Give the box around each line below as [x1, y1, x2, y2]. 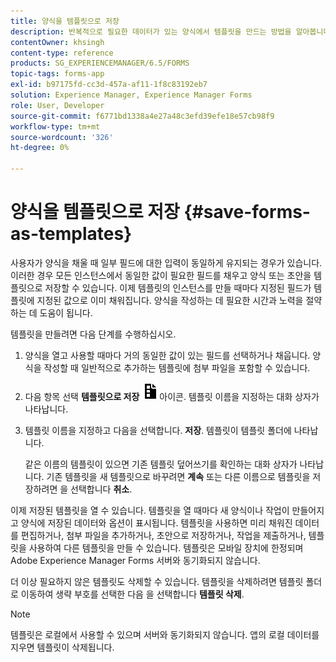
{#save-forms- [183, 201, 311, 224]
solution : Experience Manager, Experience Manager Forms [10, 90, 253, 100]
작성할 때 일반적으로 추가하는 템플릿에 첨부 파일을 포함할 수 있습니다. [43, 361, 311, 374]
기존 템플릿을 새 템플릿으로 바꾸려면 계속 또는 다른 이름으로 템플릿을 [46, 470, 311, 482]
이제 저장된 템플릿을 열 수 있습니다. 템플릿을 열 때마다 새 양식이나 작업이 [10, 504, 290, 516]
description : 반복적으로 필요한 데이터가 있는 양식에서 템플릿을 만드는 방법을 [10, 26, 292, 37]
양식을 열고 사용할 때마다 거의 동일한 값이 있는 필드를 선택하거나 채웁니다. [24, 349, 311, 361]
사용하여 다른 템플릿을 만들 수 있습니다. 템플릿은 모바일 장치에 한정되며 [28, 541, 304, 554]
